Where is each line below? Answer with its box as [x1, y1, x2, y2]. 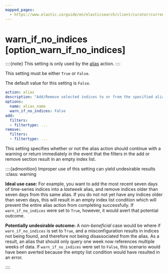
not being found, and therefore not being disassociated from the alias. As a [5, 233, 159, 239]
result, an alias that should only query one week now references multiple [5, 238, 155, 244]
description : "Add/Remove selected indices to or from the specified [5, 95, 153, 100]
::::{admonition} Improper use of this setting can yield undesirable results [5, 166, 156, 172]
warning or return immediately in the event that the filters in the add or [5, 151, 150, 157]
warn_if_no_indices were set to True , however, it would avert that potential [5, 207, 158, 213]
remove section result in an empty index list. [5, 156, 96, 162]
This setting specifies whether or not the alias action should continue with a [5, 146, 161, 152]
